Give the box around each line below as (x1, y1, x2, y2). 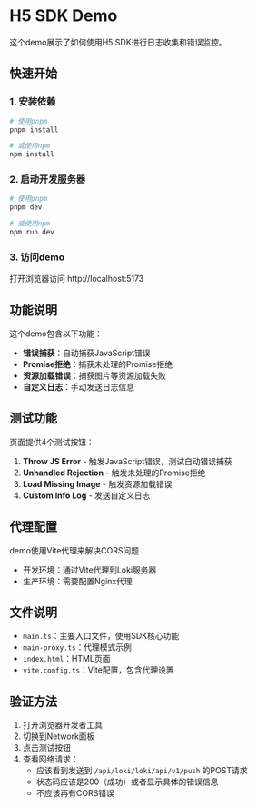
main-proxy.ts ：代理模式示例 (22, 642, 132, 653)
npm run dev (9, 228, 54, 237)
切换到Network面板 (22, 731, 95, 742)
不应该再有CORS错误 (35, 788, 115, 799)
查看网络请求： (22, 753, 79, 764)
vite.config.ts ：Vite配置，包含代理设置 (22, 664, 174, 675)
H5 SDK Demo (9, 5, 118, 26)
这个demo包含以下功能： (9, 328, 103, 339)
